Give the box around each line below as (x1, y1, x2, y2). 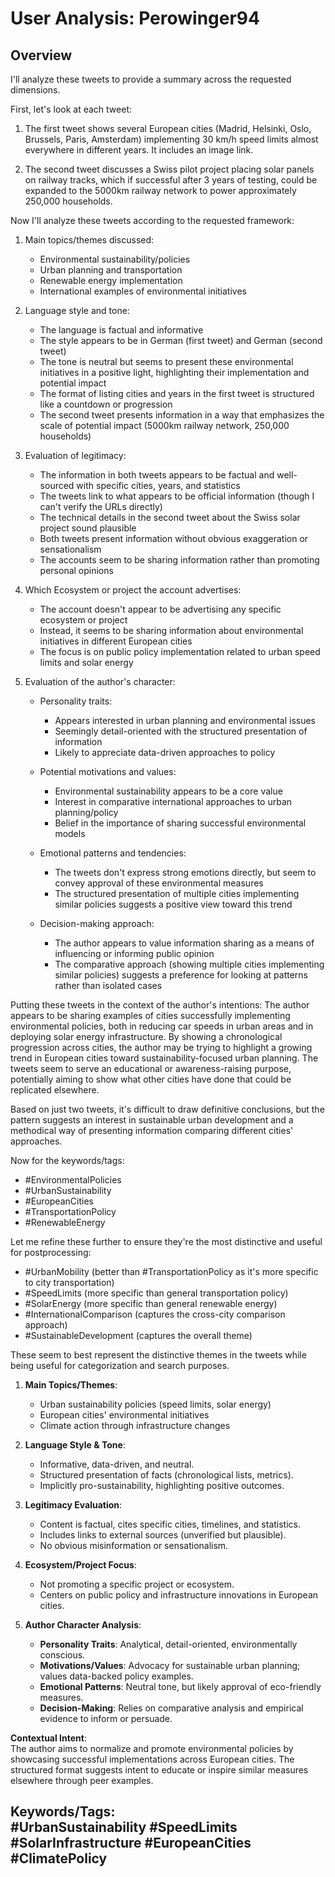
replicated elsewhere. (10, 1084, 100, 1096)
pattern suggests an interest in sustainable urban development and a (10, 1114, 294, 1126)
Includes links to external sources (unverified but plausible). (39, 1529, 287, 1541)
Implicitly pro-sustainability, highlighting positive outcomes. (39, 1480, 285, 1491)
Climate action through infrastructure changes (39, 1420, 231, 1431)
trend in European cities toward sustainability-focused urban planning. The (10, 1052, 319, 1064)
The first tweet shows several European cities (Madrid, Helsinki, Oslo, (24, 123, 312, 134)
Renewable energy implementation (39, 275, 183, 286)
